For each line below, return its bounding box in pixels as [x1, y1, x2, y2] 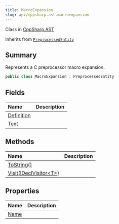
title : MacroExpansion [5, 7, 53, 13]
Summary [5, 50, 37, 59]
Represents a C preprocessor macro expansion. [5, 64, 105, 70]
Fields [5, 88, 25, 97]
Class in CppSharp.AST [5, 26, 54, 32]
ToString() [8, 161, 32, 168]
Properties [5, 187, 39, 195]
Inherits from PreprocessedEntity [5, 36, 74, 42]
